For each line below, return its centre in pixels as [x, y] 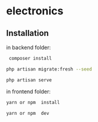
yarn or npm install [33, 102]
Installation [27, 33]
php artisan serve [29, 80]
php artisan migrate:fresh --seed [49, 69]
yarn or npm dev [28, 113]
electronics [35, 11]
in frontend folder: [28, 91]
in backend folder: [29, 47]
